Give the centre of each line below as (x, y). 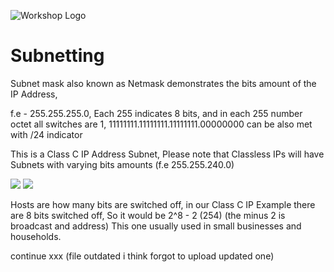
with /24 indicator (46, 134)
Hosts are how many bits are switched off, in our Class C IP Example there (163, 204)
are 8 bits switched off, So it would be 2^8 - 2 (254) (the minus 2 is (148, 215)
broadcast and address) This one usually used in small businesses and (156, 226)
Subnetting (57, 56)
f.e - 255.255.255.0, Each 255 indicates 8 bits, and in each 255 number (156, 113)
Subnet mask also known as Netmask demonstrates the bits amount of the (163, 83)
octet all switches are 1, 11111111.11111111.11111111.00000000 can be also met (161, 124)
